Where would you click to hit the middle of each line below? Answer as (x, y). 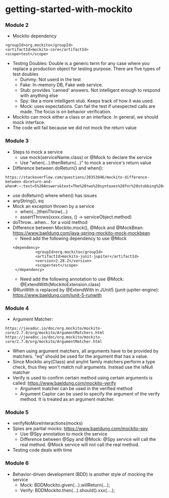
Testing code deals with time (42, 450)
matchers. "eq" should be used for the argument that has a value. (80, 356)
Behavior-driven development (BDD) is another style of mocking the (83, 474)
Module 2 (17, 25)
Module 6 (17, 463)
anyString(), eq (28, 201)
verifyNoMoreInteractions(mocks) (48, 423)
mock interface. (29, 123)
